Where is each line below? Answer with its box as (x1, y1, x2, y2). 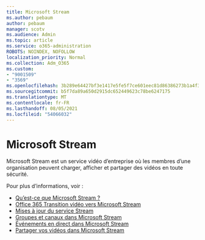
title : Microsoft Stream (6, 9, 70, 15)
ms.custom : (6, 65, 34, 72)
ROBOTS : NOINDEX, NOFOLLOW (6, 49, 75, 55)
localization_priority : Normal (6, 54, 86, 60)
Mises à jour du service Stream (15, 207, 93, 214)
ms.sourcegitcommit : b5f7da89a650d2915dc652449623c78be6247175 (6, 89, 171, 95)
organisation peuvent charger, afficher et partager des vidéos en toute (6, 164, 184, 172)
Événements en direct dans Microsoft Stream (15, 220, 129, 228)
